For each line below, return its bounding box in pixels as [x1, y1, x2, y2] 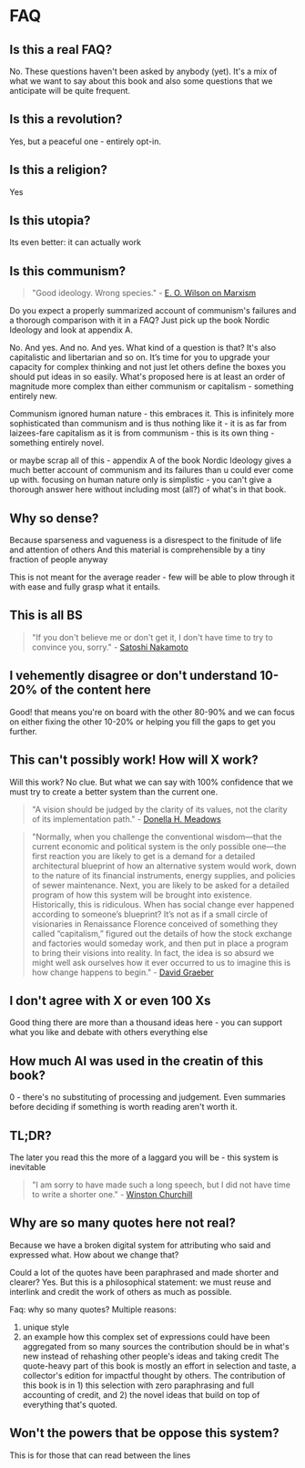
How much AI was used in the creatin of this [9, 1053, 264, 1069]
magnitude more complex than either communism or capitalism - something [9, 381, 294, 392]
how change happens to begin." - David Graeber [31, 967, 214, 978]
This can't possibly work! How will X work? [9, 753, 259, 768]
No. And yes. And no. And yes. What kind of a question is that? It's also [9, 343, 276, 354]
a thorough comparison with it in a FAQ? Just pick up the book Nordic [9, 315, 270, 326]
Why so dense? [9, 510, 99, 526]
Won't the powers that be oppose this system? [9, 1425, 280, 1441]
